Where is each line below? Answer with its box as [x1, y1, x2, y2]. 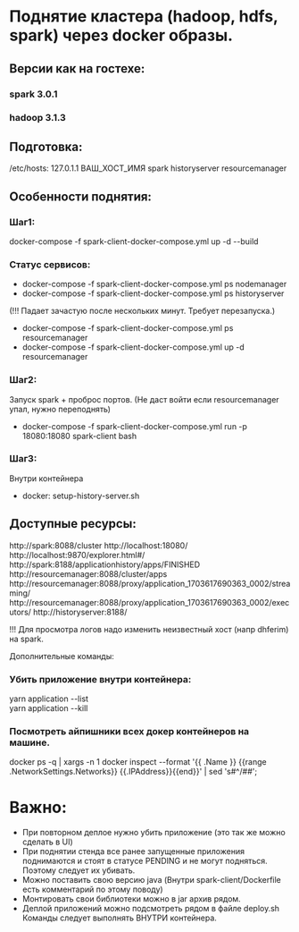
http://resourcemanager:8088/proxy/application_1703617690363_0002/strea [9, 578, 291, 589]
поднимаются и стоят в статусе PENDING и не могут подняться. [21, 856, 268, 867]
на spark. [9, 633, 45, 644]
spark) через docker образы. [9, 25, 234, 46]
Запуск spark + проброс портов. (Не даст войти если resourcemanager [9, 394, 279, 404]
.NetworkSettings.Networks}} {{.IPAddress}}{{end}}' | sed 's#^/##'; [9, 767, 257, 777]
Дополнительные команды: [9, 650, 114, 661]
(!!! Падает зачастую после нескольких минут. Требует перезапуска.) [9, 306, 276, 317]
